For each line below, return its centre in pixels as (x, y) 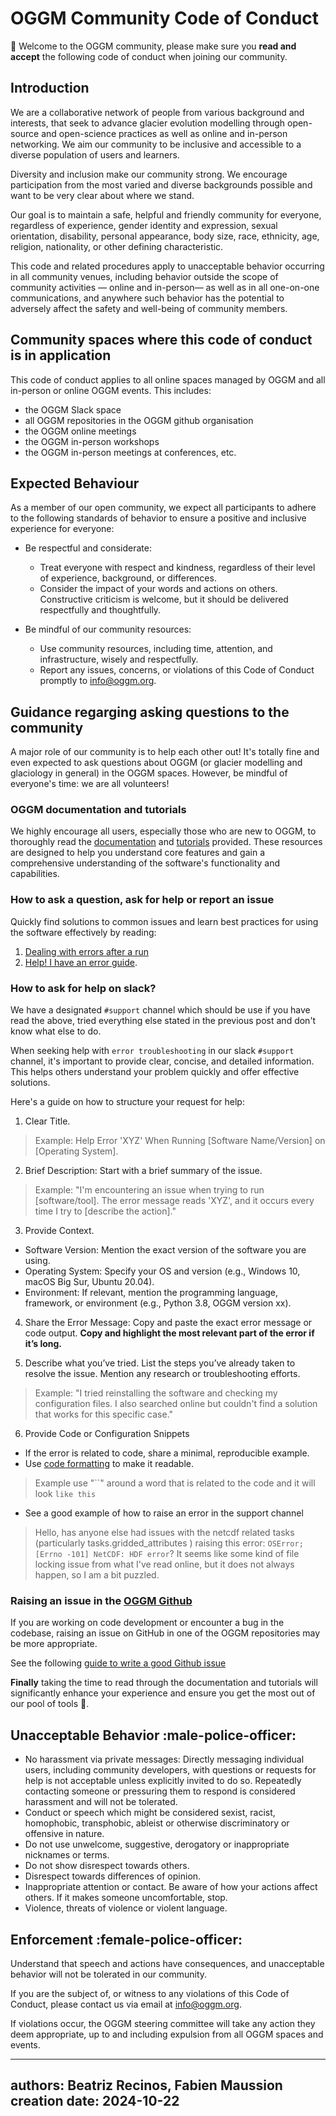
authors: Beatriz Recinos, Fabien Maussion (146, 2085)
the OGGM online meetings (80, 431)
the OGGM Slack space (73, 409)
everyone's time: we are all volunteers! (90, 784)
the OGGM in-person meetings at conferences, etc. (130, 452)
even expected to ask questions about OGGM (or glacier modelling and (156, 763)
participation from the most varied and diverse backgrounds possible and (161, 184)
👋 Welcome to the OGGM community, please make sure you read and (153, 46)
